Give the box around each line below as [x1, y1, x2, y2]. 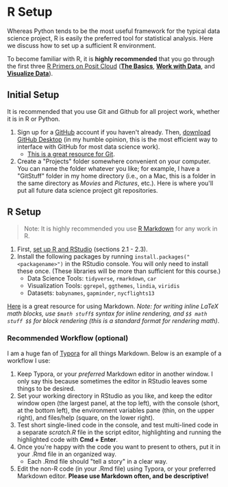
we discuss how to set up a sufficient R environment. [7, 41, 156, 49]
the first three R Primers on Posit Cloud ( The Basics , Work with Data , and [7, 62, 216, 70]
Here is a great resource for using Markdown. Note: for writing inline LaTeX [7, 302, 219, 310]
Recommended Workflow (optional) [7, 333, 129, 343]
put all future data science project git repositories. [16, 186, 159, 194]
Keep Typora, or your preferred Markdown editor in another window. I [16, 370, 214, 378]
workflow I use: [7, 356, 51, 364]
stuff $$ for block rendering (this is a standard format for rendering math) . [7, 316, 220, 324]
